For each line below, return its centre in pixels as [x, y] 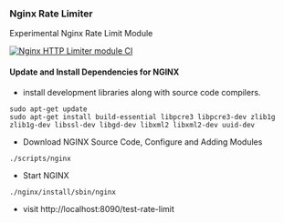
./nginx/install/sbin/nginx [63, 192]
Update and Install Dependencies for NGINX [95, 72]
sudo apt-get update [49, 109]
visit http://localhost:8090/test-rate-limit [99, 208]
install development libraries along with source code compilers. [142, 92]
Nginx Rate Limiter [51, 14]
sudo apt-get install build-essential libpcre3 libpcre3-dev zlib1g [142, 117]
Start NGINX [46, 175]
